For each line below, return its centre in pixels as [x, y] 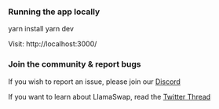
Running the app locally [54, 12]
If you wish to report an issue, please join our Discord [94, 82]
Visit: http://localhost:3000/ [53, 44]
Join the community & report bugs [75, 64]
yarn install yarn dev [41, 29]
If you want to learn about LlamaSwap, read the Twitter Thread [109, 96]
